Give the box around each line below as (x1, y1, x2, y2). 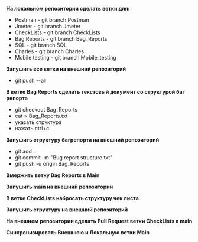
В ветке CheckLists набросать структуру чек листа (6, 195, 139, 201)
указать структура (14, 119, 62, 126)
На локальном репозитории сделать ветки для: (6, 5, 130, 12)
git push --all (14, 77, 47, 84)
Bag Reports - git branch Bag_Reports (14, 35, 108, 42)
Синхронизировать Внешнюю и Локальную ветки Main (6, 229, 150, 236)
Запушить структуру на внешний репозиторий (6, 206, 128, 213)
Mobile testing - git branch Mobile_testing (14, 54, 116, 61)
